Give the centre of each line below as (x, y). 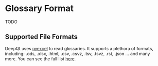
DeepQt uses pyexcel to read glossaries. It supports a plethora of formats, (79, 48)
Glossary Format (39, 8)
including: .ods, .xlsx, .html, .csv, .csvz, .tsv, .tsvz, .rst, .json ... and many (78, 53)
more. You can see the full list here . (41, 59)
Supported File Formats (41, 37)
